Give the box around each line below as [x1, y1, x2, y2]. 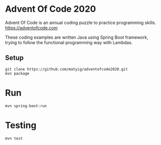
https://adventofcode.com [5, 24, 58, 30]
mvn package [5, 71, 29, 76]
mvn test [5, 136, 23, 141]
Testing [5, 120, 37, 131]
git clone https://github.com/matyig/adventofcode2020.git [5, 67, 128, 72]
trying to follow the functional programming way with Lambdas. [5, 39, 133, 45]
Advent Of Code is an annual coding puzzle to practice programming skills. [5, 20, 157, 25]
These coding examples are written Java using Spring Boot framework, [5, 34, 148, 40]
